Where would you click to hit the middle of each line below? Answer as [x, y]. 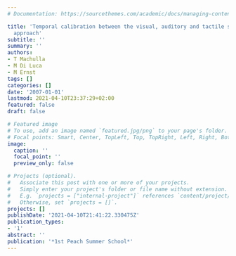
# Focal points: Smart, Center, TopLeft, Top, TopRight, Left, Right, [113, 137]
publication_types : [36, 222]
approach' [28, 33]
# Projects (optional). [42, 177]
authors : [20, 53]
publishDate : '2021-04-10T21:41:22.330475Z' [73, 215]
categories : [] [29, 85]
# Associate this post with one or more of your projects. [99, 183]
